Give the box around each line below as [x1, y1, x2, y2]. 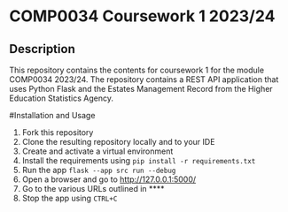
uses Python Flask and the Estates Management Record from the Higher [9, 84, 273, 94]
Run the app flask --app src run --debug [21, 165, 176, 175]
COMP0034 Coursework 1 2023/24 [9, 6, 276, 26]
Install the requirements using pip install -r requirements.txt [21, 155, 256, 165]
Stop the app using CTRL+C [21, 193, 118, 203]
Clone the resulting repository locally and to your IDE [21, 137, 215, 147]
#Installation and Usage [9, 110, 96, 120]
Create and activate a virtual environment [21, 146, 174, 156]
